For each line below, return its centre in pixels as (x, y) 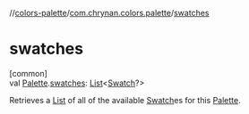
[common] (28, 73)
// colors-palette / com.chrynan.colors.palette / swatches (109, 13)
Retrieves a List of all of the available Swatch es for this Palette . (125, 100)
